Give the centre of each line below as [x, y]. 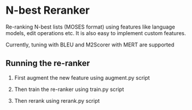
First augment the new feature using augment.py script [82, 77]
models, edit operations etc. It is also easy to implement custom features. [96, 33]
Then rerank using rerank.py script [57, 100]
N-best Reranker [48, 10]
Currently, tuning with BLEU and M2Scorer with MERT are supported [90, 45]
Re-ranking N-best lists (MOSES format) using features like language [90, 27]
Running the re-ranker [48, 63]
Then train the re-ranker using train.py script [69, 89]
